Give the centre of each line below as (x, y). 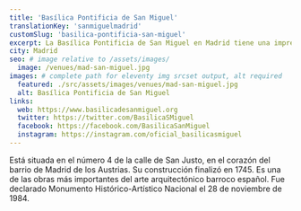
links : (21, 101)
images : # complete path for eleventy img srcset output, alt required (146, 76)
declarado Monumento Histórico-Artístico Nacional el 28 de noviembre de (146, 189)
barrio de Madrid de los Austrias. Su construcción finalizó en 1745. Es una (145, 169)
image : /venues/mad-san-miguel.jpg (84, 68)
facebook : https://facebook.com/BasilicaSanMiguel (114, 127)
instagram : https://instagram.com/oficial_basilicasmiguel (130, 135)
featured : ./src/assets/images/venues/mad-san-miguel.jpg (128, 84)
